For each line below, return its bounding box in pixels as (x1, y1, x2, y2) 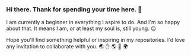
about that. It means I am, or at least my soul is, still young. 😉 (6, 25, 157, 32)
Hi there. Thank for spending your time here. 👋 (6, 5, 142, 14)
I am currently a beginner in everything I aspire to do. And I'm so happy (6, 19, 180, 26)
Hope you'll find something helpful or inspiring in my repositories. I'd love (6, 37, 185, 44)
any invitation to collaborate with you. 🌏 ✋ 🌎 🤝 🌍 (6, 43, 129, 50)
